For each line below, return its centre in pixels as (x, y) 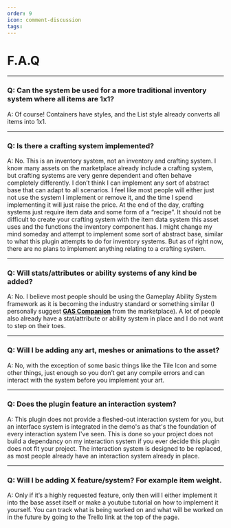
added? (20, 281)
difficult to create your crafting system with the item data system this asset (113, 219)
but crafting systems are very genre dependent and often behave (100, 175)
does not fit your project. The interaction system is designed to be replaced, (115, 448)
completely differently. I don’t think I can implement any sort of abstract (108, 183)
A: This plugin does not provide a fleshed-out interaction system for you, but (115, 419)
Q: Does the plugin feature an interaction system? (92, 404)
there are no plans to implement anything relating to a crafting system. (107, 248)
